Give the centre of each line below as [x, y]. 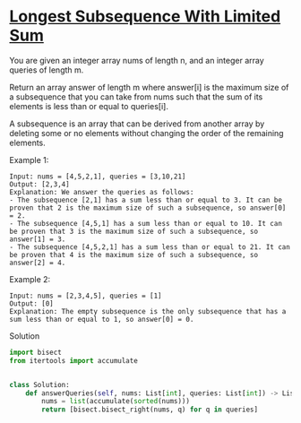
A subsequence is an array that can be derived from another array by [137, 124]
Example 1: [29, 160]
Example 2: [30, 279]
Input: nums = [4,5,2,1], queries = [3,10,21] [98, 177]
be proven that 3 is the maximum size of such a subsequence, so [133, 231]
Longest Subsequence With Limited [145, 17]
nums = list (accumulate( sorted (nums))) [116, 401]
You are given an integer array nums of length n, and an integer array [137, 60]
